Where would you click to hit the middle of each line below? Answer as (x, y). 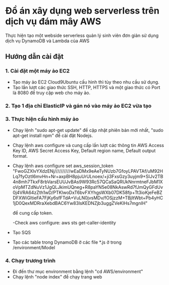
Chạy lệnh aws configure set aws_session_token (63, 166)
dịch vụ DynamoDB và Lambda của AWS (47, 41)
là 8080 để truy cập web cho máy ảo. (51, 93)
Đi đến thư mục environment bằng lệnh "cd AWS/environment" (78, 271)
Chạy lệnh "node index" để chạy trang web (57, 277)
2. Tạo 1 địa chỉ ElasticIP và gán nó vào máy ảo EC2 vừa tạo (78, 106)
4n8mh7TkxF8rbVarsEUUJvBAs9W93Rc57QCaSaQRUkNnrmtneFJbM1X (88, 182)
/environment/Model (34, 247)
